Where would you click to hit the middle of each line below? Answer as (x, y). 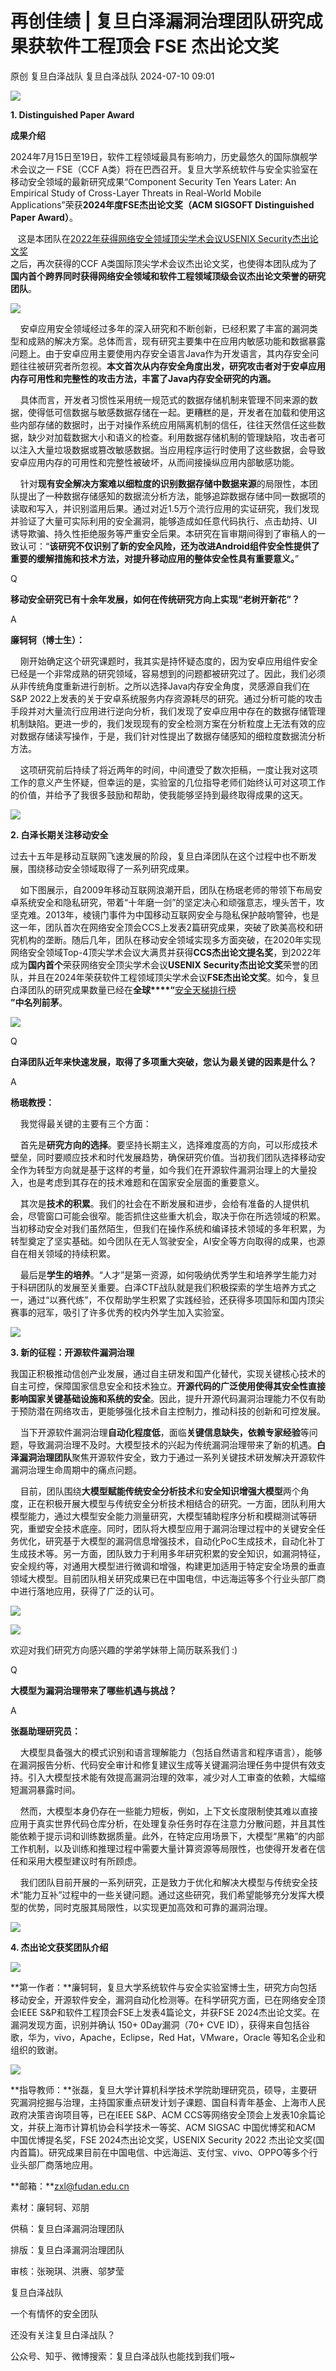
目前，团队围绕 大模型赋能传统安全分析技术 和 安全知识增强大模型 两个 (160, 1491)
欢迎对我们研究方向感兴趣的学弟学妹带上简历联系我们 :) (124, 1649)
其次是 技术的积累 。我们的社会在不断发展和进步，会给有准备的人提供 (160, 1203)
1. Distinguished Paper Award (72, 114)
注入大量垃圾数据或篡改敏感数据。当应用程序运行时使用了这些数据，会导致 (172, 449)
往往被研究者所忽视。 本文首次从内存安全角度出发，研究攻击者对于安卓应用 (172, 366)
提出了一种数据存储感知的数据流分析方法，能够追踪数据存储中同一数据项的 (172, 496)
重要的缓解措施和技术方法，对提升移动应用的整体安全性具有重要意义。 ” (155, 558)
